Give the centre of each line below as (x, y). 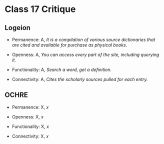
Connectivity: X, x (30, 136)
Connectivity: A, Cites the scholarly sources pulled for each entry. (80, 79)
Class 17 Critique (40, 9)
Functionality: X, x (30, 126)
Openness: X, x (27, 116)
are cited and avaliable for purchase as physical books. (69, 45)
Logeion (18, 28)
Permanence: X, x (30, 107)
